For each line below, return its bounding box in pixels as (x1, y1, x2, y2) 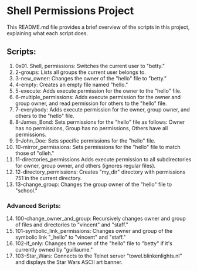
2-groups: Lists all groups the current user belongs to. (15, 69, 146, 76)
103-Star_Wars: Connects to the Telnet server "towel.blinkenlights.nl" (15, 252, 182, 259)
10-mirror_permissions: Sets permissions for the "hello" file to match (15, 143, 181, 150)
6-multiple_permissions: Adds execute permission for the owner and (15, 93, 181, 100)
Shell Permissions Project (6, 4, 134, 18)
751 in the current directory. (15, 174, 82, 181)
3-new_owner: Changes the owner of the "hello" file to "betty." (15, 74, 167, 82)
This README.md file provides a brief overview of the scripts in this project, (6, 23, 190, 31)
